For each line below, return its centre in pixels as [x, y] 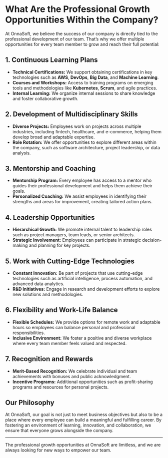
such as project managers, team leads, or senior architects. [73, 235]
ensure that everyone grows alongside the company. [59, 431]
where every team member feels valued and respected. [69, 343]
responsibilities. [28, 333]
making [20, 245]
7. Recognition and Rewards [49, 359]
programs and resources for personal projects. [60, 387]
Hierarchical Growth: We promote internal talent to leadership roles [82, 229]
